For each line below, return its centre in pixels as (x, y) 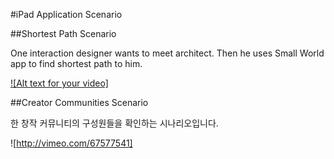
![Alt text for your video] (59, 83)
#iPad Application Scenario (66, 14)
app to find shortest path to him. (76, 63)
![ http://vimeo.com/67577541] (71, 143)
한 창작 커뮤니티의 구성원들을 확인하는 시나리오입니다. (114, 123)
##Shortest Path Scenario (63, 33)
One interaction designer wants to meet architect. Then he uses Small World (167, 53)
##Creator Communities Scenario (79, 102)
